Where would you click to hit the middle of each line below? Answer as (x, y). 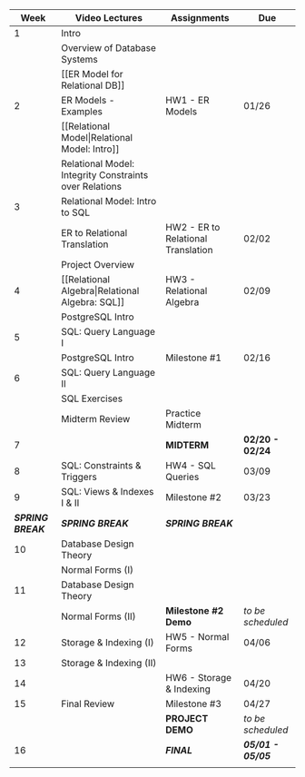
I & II (70, 503)
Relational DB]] (93, 85)
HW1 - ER (187, 100)
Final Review (88, 704)
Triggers (79, 477)
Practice (183, 413)
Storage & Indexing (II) (108, 663)
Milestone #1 (194, 358)
